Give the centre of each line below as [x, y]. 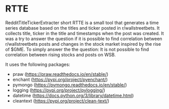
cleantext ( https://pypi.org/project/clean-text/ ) [61, 100]
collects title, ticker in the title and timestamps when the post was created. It [85, 33]
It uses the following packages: [38, 64]
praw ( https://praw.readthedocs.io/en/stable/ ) [60, 74]
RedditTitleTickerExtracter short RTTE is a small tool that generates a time [82, 23]
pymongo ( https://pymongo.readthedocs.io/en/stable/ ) [70, 85]
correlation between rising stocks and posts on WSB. [61, 55]
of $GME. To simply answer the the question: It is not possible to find [77, 49]
